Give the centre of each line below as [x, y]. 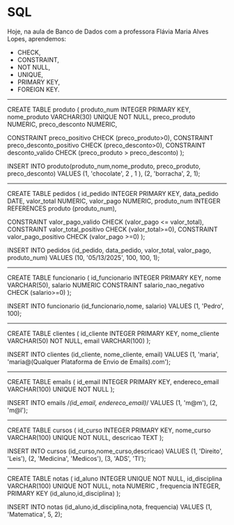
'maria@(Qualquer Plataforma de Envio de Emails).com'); [89, 362]
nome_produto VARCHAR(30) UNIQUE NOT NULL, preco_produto [101, 116]
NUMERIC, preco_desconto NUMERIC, [62, 124]
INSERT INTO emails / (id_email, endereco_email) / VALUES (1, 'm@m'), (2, [112, 402]
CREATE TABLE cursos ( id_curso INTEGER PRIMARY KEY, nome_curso [109, 430]
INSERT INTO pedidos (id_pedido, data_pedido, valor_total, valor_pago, [109, 250]
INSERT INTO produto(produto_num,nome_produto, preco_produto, [104, 166]
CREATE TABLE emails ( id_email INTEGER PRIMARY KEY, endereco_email [113, 381]
